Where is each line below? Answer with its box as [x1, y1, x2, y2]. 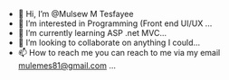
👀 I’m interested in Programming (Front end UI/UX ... [17, 18, 213, 29]
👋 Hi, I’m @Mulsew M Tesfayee [17, 9, 134, 19]
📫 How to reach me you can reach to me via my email [17, 48, 221, 58]
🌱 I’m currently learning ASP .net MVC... [17, 28, 167, 38]
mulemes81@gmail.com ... [17, 60, 116, 71]
